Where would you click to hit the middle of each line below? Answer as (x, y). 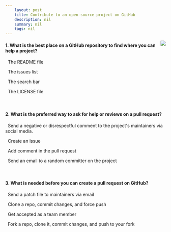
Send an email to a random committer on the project (62, 161)
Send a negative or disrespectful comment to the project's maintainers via (85, 125)
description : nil (33, 19)
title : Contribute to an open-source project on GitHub (75, 15)
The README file (25, 62)
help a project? (21, 50)
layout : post (28, 10)
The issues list (23, 72)
